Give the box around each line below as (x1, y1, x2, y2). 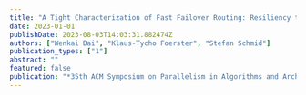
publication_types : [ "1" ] (9, 47, 107, 56)
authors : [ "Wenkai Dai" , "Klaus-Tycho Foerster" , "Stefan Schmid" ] (9, 38, 271, 48)
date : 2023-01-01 (9, 22, 76, 31)
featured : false (9, 64, 71, 73)
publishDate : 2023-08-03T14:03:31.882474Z (9, 30, 173, 39)
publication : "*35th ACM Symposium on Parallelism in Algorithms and (9, 72, 280, 81)
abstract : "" (9, 55, 59, 64)
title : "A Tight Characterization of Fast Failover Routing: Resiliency (9, 13, 291, 23)
